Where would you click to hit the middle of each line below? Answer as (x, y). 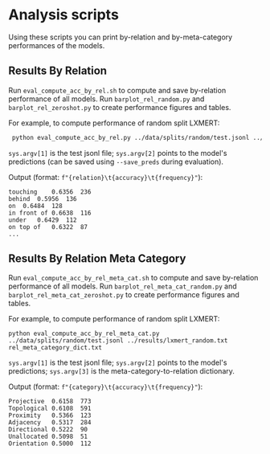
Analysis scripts (63, 15)
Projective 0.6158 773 (50, 402)
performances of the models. (57, 45)
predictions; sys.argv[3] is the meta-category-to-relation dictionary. (122, 371)
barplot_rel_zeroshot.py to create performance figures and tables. (120, 107)
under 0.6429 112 (43, 220)
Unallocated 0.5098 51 (48, 437)
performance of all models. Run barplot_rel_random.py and (106, 99)
